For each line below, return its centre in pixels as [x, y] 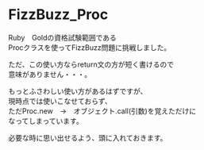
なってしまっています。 [46, 121]
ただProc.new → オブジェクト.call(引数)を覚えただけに [102, 111]
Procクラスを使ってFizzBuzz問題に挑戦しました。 [90, 47]
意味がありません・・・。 [50, 74]
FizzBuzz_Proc [58, 15]
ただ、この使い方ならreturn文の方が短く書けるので [91, 64]
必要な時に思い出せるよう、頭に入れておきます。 [88, 137]
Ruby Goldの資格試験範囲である [63, 37]
